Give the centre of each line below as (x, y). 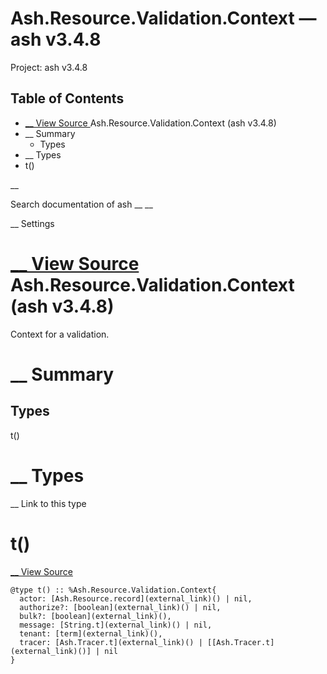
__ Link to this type (48, 503)
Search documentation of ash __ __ (81, 204)
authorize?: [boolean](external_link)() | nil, (120, 607)
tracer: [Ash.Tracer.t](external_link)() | (111, 642)
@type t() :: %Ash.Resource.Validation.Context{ (113, 590)
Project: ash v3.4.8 (49, 67)
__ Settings (32, 223)
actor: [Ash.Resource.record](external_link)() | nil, (136, 598)
